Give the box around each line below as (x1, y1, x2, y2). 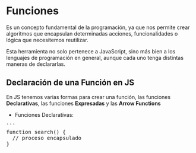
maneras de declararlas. (6, 60, 65, 68)
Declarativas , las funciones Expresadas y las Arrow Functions (6, 100, 162, 107)
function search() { (6, 129, 67, 135)
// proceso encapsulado (12, 135, 82, 141)
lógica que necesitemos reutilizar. (6, 36, 88, 43)
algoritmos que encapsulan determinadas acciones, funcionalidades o (6, 30, 178, 37)
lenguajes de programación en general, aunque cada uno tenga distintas (6, 54, 184, 61)
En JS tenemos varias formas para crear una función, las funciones (6, 93, 171, 100)
